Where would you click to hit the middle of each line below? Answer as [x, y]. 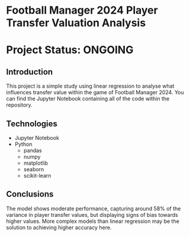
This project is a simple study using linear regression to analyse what [90, 86]
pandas [33, 150]
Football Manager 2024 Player [82, 10]
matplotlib [36, 163]
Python [23, 144]
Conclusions [30, 194]
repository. [19, 105]
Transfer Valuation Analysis [76, 23]
